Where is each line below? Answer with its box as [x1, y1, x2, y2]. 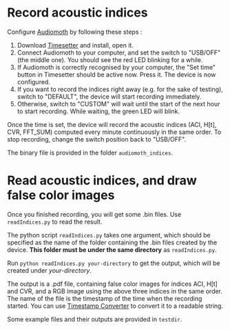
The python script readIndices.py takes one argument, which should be [7, 231, 211, 239]
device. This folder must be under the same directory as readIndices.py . [7, 245, 217, 253]
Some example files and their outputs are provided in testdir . [7, 315, 182, 323]
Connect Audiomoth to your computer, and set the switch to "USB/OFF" [17, 48, 221, 57]
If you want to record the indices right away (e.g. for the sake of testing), [17, 85, 224, 93]
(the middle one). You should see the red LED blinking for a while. [17, 55, 203, 64]
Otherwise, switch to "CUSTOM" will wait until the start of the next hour [17, 99, 220, 108]
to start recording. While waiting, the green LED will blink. [17, 107, 180, 115]
